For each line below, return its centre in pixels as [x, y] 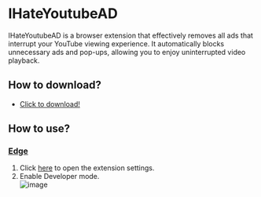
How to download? [55, 85]
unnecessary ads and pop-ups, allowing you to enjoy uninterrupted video [127, 52]
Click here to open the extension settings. [87, 168]
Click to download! [50, 104]
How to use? [39, 129]
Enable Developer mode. [59, 177]
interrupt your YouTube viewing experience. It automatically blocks [116, 43]
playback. [24, 60]
